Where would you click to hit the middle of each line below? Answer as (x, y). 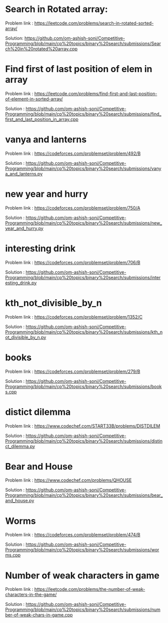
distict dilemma (38, 412)
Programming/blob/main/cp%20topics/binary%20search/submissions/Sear (83, 43)
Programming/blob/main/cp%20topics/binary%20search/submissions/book (83, 386)
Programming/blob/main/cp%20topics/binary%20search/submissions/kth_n (84, 332)
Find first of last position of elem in (79, 69)
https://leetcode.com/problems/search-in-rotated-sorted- (94, 23)
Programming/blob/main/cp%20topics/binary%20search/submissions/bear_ (84, 495)
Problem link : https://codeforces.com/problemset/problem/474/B (73, 535)
